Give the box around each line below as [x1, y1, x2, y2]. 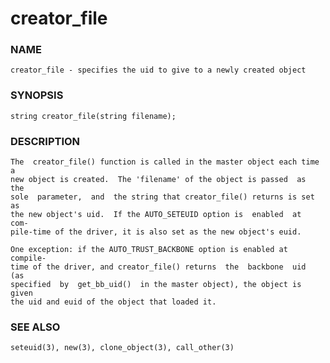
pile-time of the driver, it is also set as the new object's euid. [10, 227, 302, 237]
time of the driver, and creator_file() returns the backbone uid [10, 262, 307, 272]
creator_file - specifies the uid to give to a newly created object [10, 65, 307, 76]
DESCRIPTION [10, 134, 81, 148]
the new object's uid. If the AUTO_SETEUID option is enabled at [10, 210, 302, 220]
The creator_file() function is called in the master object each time [10, 157, 320, 167]
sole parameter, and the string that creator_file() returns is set [10, 192, 315, 202]
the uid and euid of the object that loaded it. [10, 297, 217, 307]
